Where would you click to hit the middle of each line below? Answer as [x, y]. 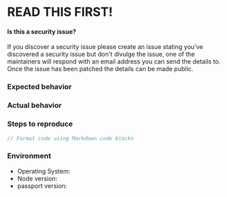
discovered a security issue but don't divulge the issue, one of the [101, 54]
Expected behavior [40, 87]
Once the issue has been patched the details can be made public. [100, 69]
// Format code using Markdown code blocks [71, 138]
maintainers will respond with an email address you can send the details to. [114, 62]
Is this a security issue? [42, 31]
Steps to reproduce [40, 124]
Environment [29, 156]
